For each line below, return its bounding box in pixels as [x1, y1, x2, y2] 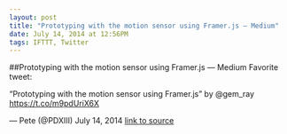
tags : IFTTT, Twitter [9, 37, 89, 47]
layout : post [9, 12, 58, 22]
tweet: [9, 72, 33, 83]
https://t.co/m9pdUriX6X [9, 99, 100, 109]
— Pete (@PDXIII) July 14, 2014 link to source [9, 115, 175, 126]
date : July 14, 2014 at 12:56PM [9, 29, 128, 38]
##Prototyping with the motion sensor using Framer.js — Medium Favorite [9, 62, 279, 73]
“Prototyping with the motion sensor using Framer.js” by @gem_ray [9, 89, 255, 99]
